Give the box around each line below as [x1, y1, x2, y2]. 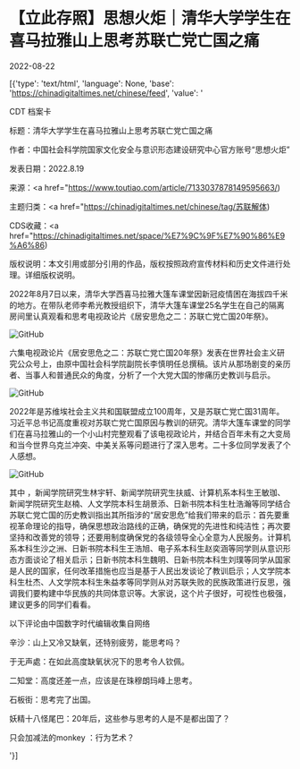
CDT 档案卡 [9, 106, 52, 116]
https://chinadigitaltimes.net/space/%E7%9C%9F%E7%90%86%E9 [32, 230, 286, 241]
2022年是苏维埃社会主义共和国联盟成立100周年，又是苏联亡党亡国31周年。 [9, 406, 285, 416]
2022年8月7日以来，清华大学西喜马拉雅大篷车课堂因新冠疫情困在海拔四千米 [9, 288, 288, 299]
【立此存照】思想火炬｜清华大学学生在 [9, 8, 292, 29]
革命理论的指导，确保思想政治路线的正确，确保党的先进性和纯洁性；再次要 [16, 520, 291, 531]
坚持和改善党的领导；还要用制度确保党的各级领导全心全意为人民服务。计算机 [9, 532, 291, 543]
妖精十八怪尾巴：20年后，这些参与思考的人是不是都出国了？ [9, 713, 230, 723]
